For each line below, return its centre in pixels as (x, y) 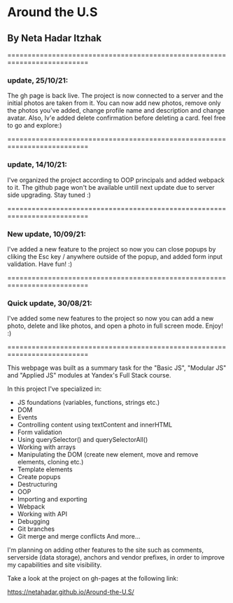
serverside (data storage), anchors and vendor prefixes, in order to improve (116, 557)
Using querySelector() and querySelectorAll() (83, 440)
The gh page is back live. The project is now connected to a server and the (115, 96)
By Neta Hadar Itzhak (55, 38)
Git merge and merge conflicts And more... (79, 536)
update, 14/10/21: (37, 165)
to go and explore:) (35, 125)
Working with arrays (46, 447)
